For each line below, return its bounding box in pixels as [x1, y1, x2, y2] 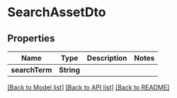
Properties [7, 32, 55, 44]
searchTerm [11, 65, 52, 75]
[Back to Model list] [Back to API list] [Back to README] [7, 83, 170, 92]
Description [86, 54, 127, 63]
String [59, 65, 80, 75]
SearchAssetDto [7, 4, 106, 20]
